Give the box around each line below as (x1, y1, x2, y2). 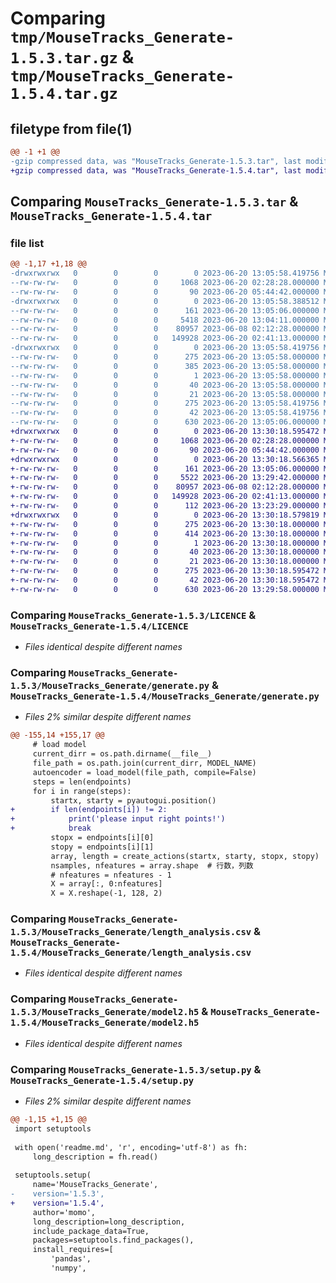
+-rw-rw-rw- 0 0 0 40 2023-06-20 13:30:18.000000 (10, 547, 320, 557)
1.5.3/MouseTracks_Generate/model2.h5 (10, 1007, 200, 1018)
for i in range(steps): (32, 786, 132, 796)
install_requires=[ (32, 1245, 114, 1255)
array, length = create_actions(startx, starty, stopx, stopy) (50, 851, 320, 861)
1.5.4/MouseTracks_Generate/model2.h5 (10, 1017, 200, 1029)
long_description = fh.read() (32, 1152, 159, 1162)
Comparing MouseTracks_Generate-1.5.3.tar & (10, 193, 299, 211)
